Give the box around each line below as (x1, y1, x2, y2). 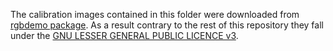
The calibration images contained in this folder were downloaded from (10, 9, 300, 20)
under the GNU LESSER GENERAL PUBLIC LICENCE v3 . (10, 30, 239, 41)
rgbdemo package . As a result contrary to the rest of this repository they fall (10, 19, 324, 31)
